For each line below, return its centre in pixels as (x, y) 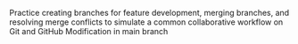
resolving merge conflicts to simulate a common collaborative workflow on (146, 22)
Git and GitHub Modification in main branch (89, 31)
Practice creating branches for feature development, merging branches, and (149, 13)
